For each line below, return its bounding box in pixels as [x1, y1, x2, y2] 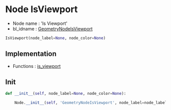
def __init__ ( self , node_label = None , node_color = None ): [5, 91, 126, 96]
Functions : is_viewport [12, 63, 61, 69]
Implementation [5, 50, 57, 58]
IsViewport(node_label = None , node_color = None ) [5, 35, 106, 41]
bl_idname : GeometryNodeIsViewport [12, 25, 93, 31]
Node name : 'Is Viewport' [12, 20, 68, 26]
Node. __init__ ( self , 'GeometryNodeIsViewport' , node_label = [14, 100, 145, 105]
